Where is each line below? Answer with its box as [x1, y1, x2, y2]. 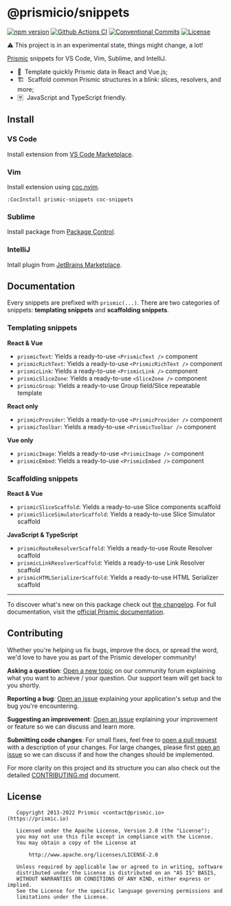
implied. [7, 881, 32, 888]
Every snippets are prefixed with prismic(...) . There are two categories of [7, 299, 220, 307]
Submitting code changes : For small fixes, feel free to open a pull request [7, 735, 217, 744]
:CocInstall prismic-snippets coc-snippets [7, 196, 134, 203]
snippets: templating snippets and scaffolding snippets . [7, 306, 170, 314]
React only [7, 402, 38, 410]
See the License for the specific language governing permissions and [16, 887, 223, 894]
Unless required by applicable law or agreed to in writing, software [16, 863, 223, 870]
